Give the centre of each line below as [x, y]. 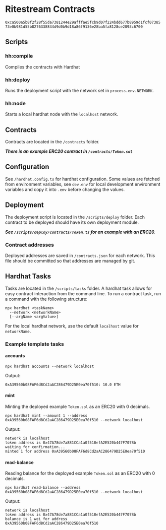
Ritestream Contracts [50, 9]
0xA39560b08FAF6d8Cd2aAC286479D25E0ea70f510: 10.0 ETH [63, 385]
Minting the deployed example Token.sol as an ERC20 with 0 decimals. [78, 407]
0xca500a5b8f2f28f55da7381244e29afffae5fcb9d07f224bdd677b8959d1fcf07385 [83, 22]
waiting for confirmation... [35, 447]
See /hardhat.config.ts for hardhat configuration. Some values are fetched [83, 179]
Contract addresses [30, 245]
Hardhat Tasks [28, 276]
